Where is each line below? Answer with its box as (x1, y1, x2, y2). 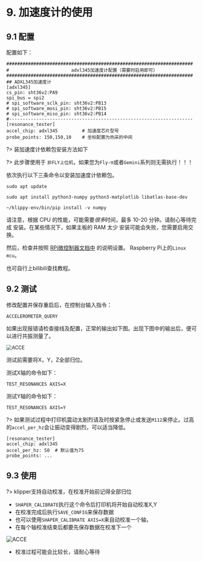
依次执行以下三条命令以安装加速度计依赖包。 (6, 171, 118, 179)
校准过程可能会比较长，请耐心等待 (14, 548, 100, 555)
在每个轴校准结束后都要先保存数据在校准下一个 (14, 523, 132, 531)
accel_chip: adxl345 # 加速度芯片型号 (6, 128, 119, 134)
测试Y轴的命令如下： (6, 392, 58, 400)
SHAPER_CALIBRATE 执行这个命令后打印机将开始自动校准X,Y (14, 500, 157, 508)
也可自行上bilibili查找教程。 (6, 265, 74, 271)
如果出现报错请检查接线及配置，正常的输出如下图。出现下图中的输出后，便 (6, 325, 192, 332)
